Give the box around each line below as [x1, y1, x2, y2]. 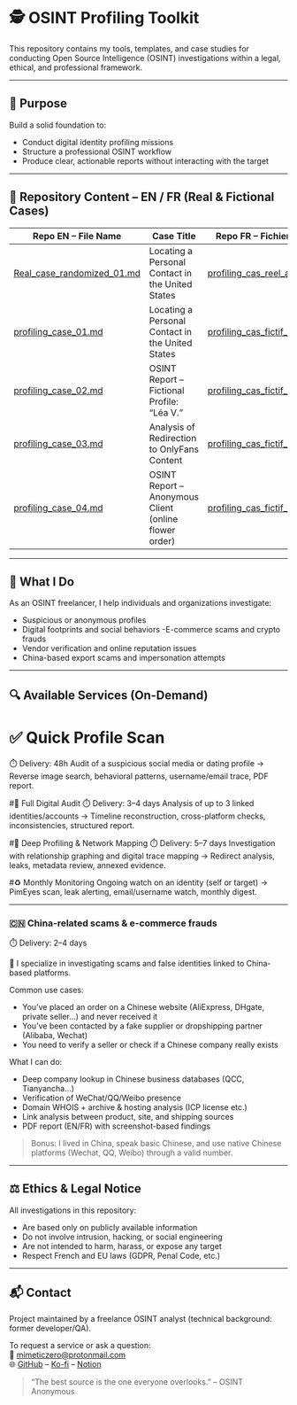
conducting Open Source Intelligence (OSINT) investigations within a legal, [9, 52, 281, 63]
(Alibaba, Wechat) [21, 1030, 88, 1040]
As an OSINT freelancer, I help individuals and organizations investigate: [9, 598, 272, 609]
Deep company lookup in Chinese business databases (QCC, [21, 1074, 245, 1084]
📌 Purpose [9, 96, 68, 112]
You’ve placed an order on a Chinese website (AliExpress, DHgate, [21, 1002, 265, 1012]
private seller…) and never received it [21, 1012, 158, 1021]
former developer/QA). [9, 1323, 91, 1333]
